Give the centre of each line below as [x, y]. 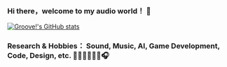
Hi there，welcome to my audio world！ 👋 [79, 10]
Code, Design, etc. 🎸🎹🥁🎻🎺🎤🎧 [59, 56]
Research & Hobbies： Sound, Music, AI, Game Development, [113, 46]
